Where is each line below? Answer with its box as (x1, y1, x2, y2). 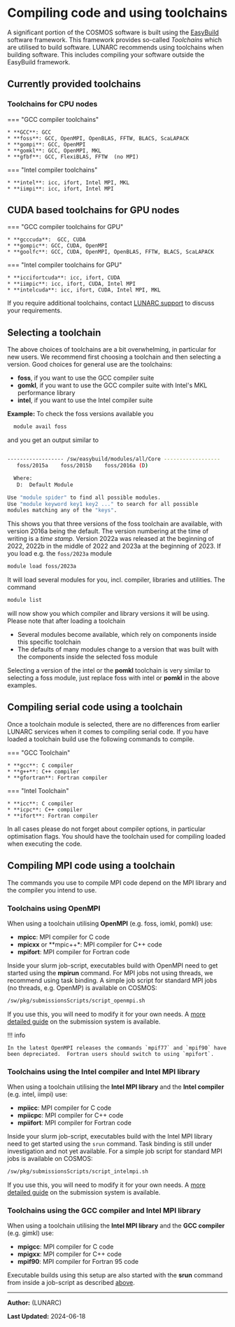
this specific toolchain (17, 638, 81, 646)
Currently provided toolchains (7, 78, 141, 90)
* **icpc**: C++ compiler (7, 806, 83, 813)
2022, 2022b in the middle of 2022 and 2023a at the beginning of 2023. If (7, 542, 222, 551)
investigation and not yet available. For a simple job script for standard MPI (7, 1147, 222, 1155)
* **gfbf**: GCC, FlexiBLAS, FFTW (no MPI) (7, 153, 139, 160)
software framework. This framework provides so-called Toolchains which (7, 35, 222, 43)
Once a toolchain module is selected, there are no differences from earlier (7, 720, 220, 728)
